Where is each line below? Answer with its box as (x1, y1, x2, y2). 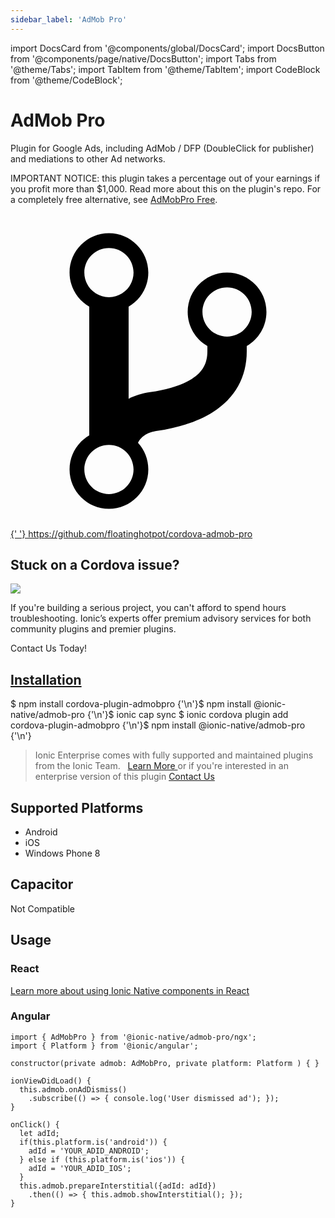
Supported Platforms (10, 799, 144, 816)
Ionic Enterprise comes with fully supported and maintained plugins (34, 749, 314, 761)
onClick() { (10, 1119, 60, 1130)
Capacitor (10, 876, 74, 893)
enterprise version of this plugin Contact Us (34, 771, 215, 783)
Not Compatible (10, 902, 76, 915)
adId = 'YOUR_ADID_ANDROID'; (28, 1146, 150, 1156)
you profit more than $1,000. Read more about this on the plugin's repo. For (10, 182, 322, 195)
